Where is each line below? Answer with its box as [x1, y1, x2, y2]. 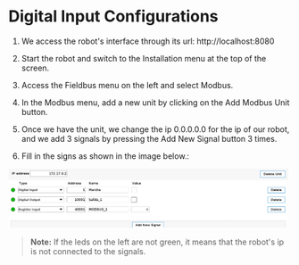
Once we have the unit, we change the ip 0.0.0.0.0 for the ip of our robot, [21, 123, 290, 135]
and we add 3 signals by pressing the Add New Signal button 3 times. [21, 133, 278, 144]
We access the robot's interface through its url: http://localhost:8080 [21, 36, 275, 46]
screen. [21, 62, 50, 73]
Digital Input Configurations [8, 6, 220, 27]
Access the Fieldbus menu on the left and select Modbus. [21, 79, 234, 90]
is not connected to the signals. [29, 245, 146, 256]
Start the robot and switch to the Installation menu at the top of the [21, 53, 267, 63]
